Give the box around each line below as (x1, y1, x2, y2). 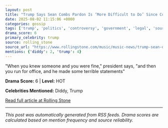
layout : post (5, 7, 32, 12)
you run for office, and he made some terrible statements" (5, 68, 125, 74)
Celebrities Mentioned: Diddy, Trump (5, 87, 83, 93)
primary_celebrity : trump (5, 35, 59, 40)
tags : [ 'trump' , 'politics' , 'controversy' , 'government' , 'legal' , (5, 26, 151, 31)
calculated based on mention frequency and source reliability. (5, 117, 133, 123)
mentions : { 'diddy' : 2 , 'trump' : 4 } (5, 49, 81, 54)
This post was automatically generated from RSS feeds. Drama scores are (5, 111, 159, 117)
